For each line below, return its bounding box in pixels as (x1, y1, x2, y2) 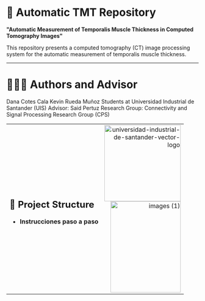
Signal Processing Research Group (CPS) (6, 111, 110, 118)
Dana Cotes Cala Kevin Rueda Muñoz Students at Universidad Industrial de (6, 98, 195, 105)
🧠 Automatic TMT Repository (6, 5, 157, 20)
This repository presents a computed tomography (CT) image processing (6, 44, 190, 51)
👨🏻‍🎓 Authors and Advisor (6, 78, 138, 92)
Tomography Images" (6, 32, 63, 39)
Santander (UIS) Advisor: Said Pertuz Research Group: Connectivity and (6, 104, 187, 112)
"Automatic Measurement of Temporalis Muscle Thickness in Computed (6, 26, 194, 33)
